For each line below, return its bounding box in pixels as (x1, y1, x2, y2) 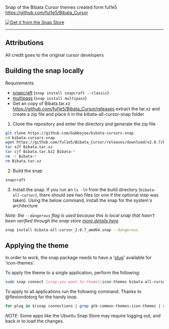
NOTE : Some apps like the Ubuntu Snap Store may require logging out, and (5, 313, 161, 319)
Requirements (5, 80, 34, 86)
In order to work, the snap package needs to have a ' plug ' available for (5, 255, 152, 261)
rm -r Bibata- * (5, 154, 37, 159)
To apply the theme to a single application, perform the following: (5, 270, 140, 276)
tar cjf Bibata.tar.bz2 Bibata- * (5, 149, 75, 154)
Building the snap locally (5, 66, 84, 75)
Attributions (5, 39, 44, 47)
